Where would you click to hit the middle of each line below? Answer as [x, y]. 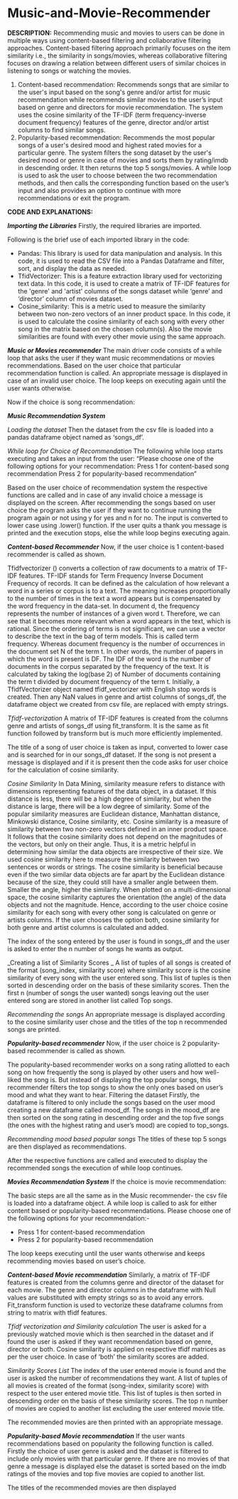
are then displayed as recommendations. [67, 1146]
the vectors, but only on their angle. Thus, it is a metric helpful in [102, 844]
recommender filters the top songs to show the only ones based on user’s [115, 1087]
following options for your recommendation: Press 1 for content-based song [118, 466]
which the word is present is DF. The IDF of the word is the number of [109, 659]
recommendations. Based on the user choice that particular [94, 365]
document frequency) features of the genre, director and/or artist [113, 122]
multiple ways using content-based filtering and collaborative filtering [109, 40]
